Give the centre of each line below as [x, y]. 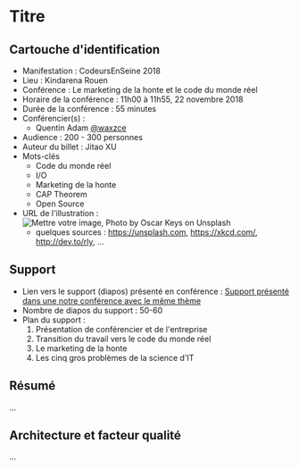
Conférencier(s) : [54, 118]
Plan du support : [54, 320]
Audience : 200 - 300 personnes [82, 137]
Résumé [33, 386]
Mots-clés [41, 156]
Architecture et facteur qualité [95, 435]
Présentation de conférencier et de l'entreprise [121, 329]
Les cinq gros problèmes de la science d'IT [115, 357]
